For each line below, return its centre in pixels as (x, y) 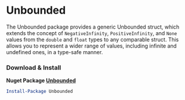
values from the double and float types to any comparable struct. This (93, 39)
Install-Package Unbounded (40, 92)
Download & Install (34, 67)
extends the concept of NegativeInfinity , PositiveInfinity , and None (92, 33)
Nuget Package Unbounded (41, 80)
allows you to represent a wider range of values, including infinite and (92, 46)
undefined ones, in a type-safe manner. (54, 52)
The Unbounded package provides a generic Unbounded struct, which (93, 27)
